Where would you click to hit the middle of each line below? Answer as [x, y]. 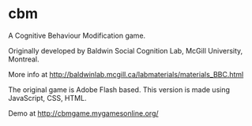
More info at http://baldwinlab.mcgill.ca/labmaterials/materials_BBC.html [126, 74]
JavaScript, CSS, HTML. [47, 98]
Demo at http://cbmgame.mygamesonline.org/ [84, 113]
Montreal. [24, 59]
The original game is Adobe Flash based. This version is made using [119, 89]
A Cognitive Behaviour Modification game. [77, 35]
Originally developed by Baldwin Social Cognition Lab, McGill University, [126, 50]
